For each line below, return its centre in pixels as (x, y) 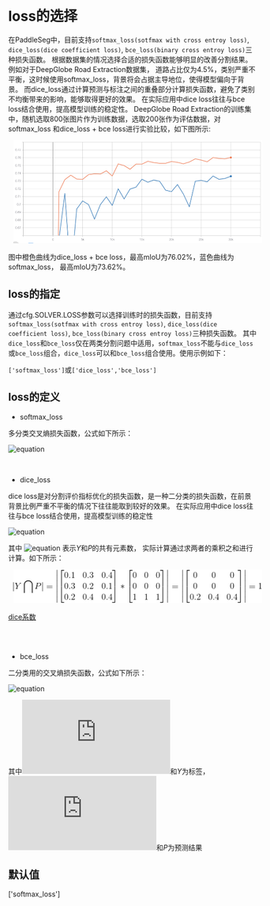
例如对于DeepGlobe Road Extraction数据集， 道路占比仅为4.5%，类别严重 (128, 69)
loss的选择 (43, 16)
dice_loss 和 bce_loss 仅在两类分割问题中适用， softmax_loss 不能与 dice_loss (131, 343)
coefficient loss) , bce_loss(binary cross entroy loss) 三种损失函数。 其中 (133, 333)
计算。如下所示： (36, 558)
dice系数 (22, 617)
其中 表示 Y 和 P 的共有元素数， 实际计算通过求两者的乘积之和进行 (131, 548)
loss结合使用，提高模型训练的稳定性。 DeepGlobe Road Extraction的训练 (126, 108)
